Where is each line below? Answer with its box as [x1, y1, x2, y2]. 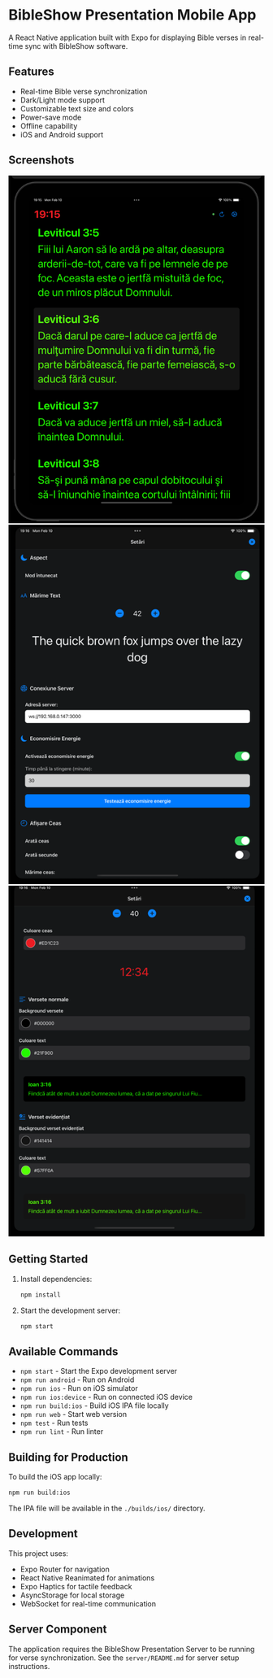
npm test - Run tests [19, 1418, 89, 1428]
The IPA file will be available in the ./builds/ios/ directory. [8, 1503, 206, 1513]
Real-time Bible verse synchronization [19, 86, 148, 96]
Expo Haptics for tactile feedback [19, 1581, 132, 1591]
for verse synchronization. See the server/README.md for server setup [8, 1653, 240, 1663]
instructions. [8, 1661, 50, 1671]
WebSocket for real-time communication [19, 1598, 157, 1608]
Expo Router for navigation [19, 1564, 110, 1574]
